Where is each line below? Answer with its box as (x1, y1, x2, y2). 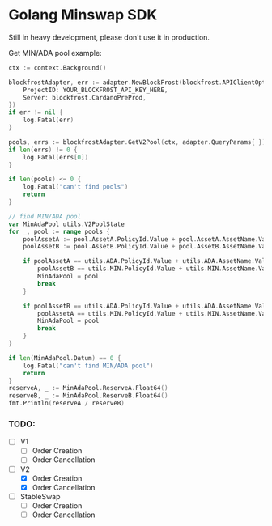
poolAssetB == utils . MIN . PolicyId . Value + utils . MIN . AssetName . (37, 265, 259, 273)
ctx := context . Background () (8, 63, 107, 72)
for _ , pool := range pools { (8, 227, 111, 235)
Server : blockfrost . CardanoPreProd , (23, 93, 147, 102)
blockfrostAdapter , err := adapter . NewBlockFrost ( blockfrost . (8, 78, 223, 87)
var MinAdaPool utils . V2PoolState (8, 220, 125, 228)
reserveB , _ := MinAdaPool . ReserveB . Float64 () (8, 392, 168, 400)
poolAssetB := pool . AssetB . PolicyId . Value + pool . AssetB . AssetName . (23, 243, 259, 251)
